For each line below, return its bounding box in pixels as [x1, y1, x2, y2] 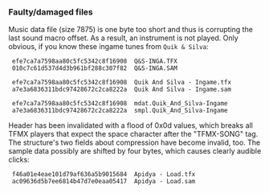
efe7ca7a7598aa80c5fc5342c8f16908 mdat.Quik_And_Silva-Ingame [11, 100, 228, 108]
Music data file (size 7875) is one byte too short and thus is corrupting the [8, 25, 253, 35]
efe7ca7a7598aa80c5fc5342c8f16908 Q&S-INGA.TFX [11, 57, 178, 66]
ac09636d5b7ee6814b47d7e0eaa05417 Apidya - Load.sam [11, 178, 196, 186]
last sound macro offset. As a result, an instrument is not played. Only [8, 33, 238, 43]
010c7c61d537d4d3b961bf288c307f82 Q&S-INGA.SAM [11, 64, 178, 72]
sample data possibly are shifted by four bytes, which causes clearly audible [8, 146, 262, 156]
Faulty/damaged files [8, 6, 94, 18]
